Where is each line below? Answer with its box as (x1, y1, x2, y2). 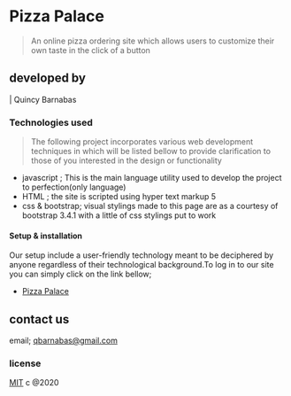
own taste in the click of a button (30, 44, 150, 55)
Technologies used (9, 116, 93, 128)
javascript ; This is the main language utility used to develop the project (21, 173, 282, 183)
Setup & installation (9, 230, 82, 241)
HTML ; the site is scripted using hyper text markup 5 (21, 191, 217, 202)
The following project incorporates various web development (30, 136, 254, 147)
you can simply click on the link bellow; (9, 268, 152, 280)
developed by (9, 71, 87, 86)
